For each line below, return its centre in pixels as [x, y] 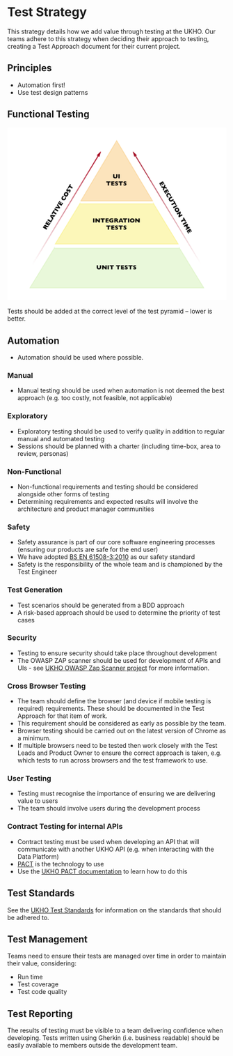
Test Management [48, 939]
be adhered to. [29, 917]
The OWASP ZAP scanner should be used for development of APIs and [119, 660]
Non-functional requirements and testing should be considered [107, 487]
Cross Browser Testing [47, 686]
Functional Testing [48, 115]
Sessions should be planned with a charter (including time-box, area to [119, 446]
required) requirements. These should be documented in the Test [111, 709]
